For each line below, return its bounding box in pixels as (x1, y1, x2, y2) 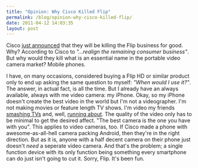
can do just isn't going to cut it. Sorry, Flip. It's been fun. (6, 155, 145, 162)
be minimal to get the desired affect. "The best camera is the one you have (6, 117, 191, 124)
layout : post (6, 25, 39, 32)
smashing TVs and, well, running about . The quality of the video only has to (6, 111, 193, 118)
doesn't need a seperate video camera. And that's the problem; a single (6, 142, 183, 149)
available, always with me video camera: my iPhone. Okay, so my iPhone (6, 91, 185, 99)
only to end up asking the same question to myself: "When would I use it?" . (6, 79, 191, 86)
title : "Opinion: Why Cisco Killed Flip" (6, 8, 111, 15)
